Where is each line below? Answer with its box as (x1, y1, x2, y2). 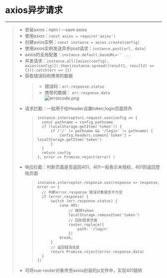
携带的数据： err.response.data (44, 89, 110, 95)
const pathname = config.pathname (41, 120, 113, 125)
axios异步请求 (5, 4, 63, 16)
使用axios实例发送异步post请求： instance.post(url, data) (24, 45, 147, 51)
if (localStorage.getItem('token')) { (41, 124, 122, 129)
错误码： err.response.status (44, 83, 105, 89)
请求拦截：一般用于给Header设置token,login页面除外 (24, 105, 133, 111)
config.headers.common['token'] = (59, 133, 131, 138)
